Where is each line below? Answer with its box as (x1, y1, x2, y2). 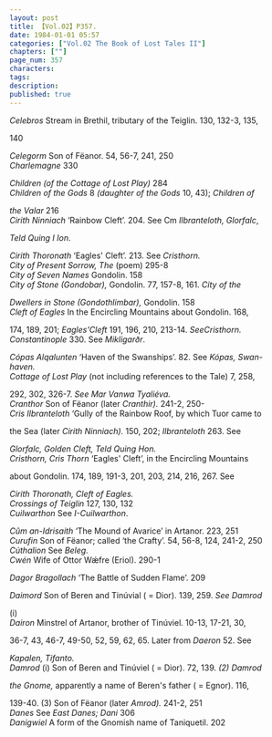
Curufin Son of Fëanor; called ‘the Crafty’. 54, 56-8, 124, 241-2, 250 (9, 535, 263, 545)
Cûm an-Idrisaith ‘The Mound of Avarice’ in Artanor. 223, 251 (9, 525, 239, 536)
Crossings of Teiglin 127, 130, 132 (9, 498, 134, 509)
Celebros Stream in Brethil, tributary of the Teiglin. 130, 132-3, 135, (9, 115, 258, 126)
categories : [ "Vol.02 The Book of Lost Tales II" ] (9, 38, 206, 48)
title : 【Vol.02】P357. (9, 22, 98, 31)
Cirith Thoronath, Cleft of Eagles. (9, 488, 134, 499)
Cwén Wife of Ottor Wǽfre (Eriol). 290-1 (9, 554, 162, 566)
